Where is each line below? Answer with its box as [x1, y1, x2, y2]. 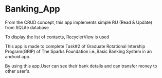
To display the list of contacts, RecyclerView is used [5, 34, 109, 40]
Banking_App [5, 3, 60, 15]
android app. [5, 53, 31, 59]
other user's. [5, 68, 31, 74]
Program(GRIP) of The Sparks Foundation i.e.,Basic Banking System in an [5, 48, 152, 54]
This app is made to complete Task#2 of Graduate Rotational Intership [5, 43, 145, 49]
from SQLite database [5, 24, 49, 30]
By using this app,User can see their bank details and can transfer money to [5, 63, 157, 69]
